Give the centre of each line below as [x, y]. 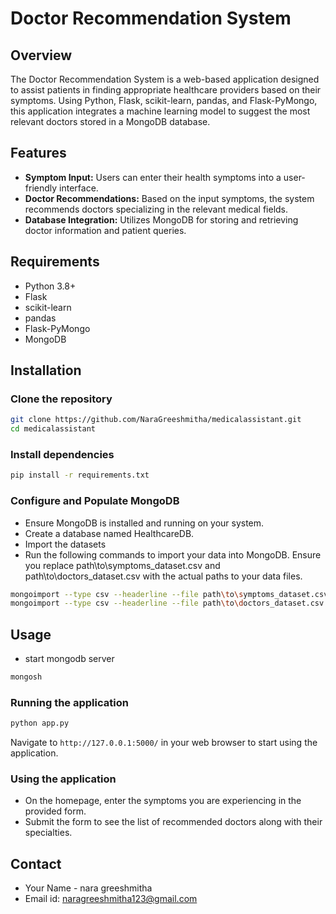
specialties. [48, 833]
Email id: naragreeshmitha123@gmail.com [111, 899]
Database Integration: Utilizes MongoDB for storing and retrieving [161, 219]
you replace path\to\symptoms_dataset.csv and [122, 565]
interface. [79, 188]
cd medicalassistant [53, 429]
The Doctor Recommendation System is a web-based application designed [165, 79]
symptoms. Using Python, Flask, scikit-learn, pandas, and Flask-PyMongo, [164, 100]
